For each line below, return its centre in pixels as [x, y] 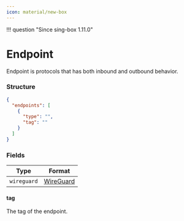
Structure [21, 87]
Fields [16, 155]
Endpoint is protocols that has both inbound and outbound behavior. [92, 71]
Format [59, 171]
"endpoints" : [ [31, 105]
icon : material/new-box [37, 12]
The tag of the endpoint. [37, 211]
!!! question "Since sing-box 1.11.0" [50, 29]
